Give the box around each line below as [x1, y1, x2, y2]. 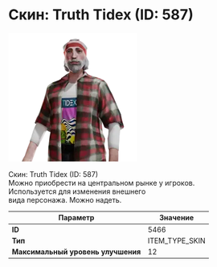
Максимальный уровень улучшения [11, 247, 141, 257]
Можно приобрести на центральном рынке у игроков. [8, 178, 195, 187]
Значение [159, 213, 194, 223]
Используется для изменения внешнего [8, 187, 146, 196]
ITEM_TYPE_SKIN [147, 236, 207, 245]
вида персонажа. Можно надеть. [8, 195, 122, 204]
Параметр [58, 213, 95, 223]
